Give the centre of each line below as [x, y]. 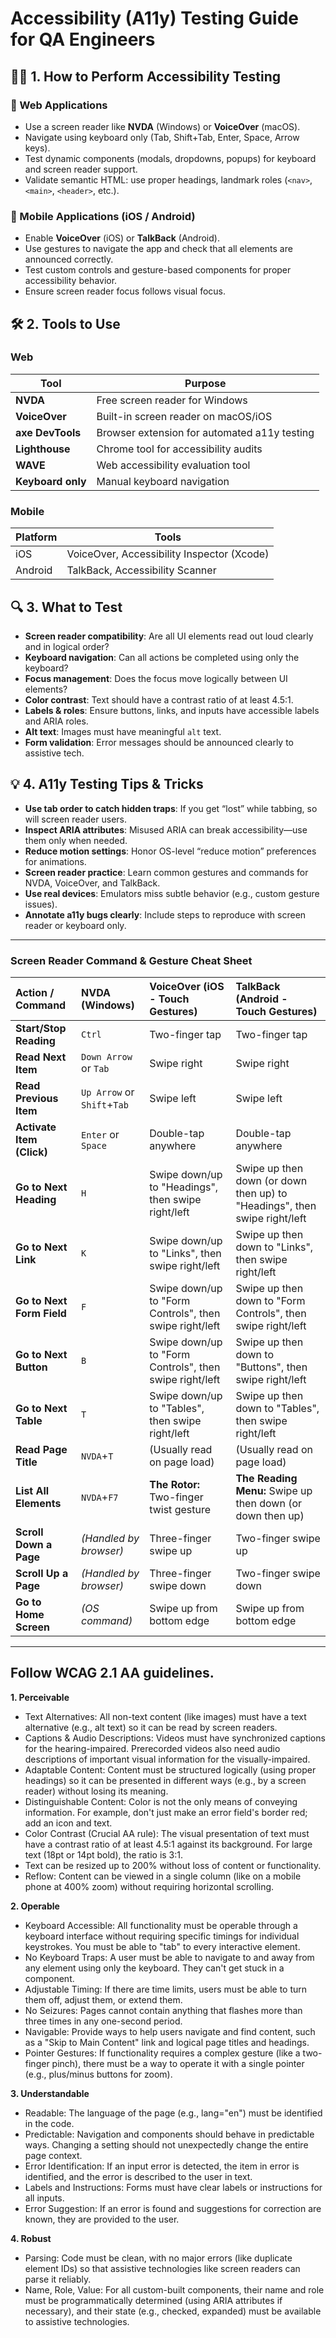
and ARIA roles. [56, 721]
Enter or [100, 1135]
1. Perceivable [40, 1697]
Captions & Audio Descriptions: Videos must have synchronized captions [175, 1738]
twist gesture [180, 1510]
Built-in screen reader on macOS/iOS [184, 416]
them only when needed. [76, 840]
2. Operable [35, 1906]
